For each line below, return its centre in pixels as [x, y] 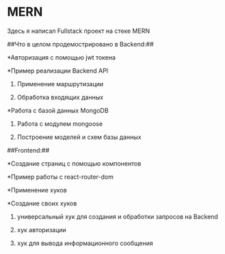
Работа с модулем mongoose [60, 123]
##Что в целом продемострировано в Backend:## [80, 44]
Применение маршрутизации [60, 84]
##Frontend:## [28, 150]
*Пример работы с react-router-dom [61, 177]
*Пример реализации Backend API [58, 71]
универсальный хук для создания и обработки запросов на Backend [118, 216]
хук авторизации [41, 229]
